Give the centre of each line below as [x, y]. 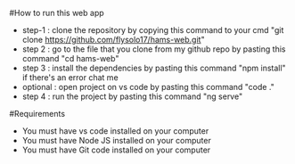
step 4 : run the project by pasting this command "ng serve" [132, 96]
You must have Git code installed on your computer [116, 150]
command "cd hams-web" [70, 58]
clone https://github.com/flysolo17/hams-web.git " [113, 40]
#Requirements [37, 114]
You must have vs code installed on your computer [115, 131]
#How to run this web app [57, 13]
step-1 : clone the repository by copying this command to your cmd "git [153, 30]
